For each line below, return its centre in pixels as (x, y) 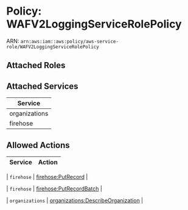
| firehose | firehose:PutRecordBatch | (54, 188)
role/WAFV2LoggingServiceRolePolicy (53, 47)
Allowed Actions (38, 145)
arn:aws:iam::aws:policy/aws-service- (69, 41)
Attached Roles (36, 65)
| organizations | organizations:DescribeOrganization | (75, 200)
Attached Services (42, 86)
